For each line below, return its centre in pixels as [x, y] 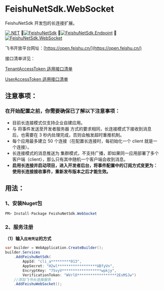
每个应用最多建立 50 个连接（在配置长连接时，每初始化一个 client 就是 [82, 141]
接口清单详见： [20, 58]
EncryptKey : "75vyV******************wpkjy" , [70, 271]
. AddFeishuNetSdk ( [32, 257]
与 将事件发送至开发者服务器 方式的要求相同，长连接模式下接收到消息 [82, 129]
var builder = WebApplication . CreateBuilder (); [54, 248]
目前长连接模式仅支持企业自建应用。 [49, 122]
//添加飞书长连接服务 [32, 280]
